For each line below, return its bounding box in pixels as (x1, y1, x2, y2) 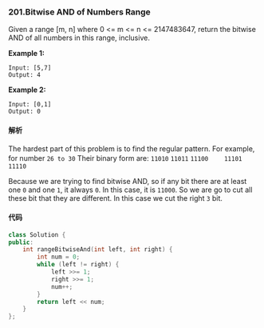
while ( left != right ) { (37, 261, 120, 269)
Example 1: (8, 49, 45, 58)
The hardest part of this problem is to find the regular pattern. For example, (8, 143, 255, 154)
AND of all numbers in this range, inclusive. (8, 33, 150, 42)
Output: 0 (8, 107, 41, 116)
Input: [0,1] (8, 101, 52, 109)
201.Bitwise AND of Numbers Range (8, 6, 152, 18)
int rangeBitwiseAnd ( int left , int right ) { (22, 246, 173, 254)
